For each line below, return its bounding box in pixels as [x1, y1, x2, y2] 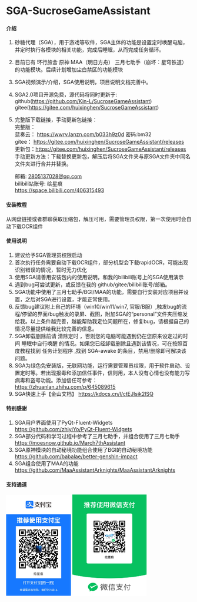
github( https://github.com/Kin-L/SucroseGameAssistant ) [14, 98, 152, 105]
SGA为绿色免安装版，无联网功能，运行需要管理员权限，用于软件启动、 [14, 362, 185, 369]
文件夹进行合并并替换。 [14, 160, 72, 167]
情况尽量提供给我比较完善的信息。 [14, 325, 98, 332]
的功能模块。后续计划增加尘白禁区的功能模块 [14, 66, 123, 73]
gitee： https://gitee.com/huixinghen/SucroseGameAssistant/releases [14, 138, 184, 145]
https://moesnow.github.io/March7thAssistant [14, 439, 126, 446]
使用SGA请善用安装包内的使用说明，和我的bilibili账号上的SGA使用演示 [14, 273, 184, 280]
